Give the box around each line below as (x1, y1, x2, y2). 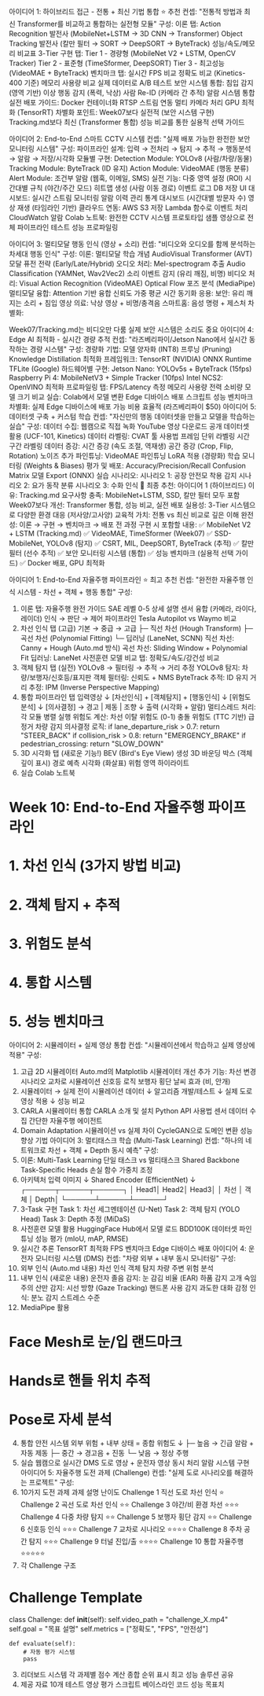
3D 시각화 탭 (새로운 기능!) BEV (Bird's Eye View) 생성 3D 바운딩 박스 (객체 (20, 749, 253, 757)
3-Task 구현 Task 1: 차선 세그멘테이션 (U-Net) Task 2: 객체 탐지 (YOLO (20, 1204, 240, 1213)
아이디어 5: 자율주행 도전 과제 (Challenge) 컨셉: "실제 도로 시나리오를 (20, 1468, 233, 1477)
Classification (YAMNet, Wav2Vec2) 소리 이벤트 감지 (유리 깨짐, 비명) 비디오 (9, 269, 247, 278)
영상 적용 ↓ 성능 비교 (20, 1096, 86, 1106)
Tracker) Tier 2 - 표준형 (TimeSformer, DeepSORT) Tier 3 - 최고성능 (9, 58, 225, 68)
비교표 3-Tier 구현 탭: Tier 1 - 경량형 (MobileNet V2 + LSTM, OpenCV (16, 49, 236, 57)
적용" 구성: (9, 1050, 42, 1059)
